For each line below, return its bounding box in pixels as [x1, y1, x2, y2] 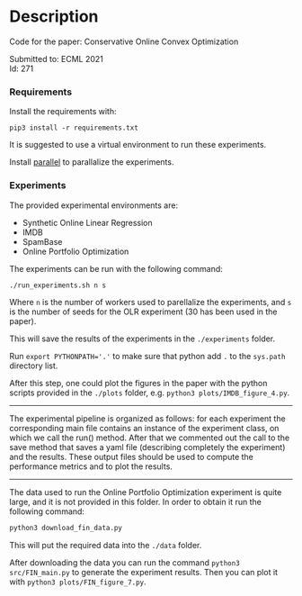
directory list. [9, 360, 58, 371]
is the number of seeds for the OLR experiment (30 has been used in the [9, 306, 278, 317]
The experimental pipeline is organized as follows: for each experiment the [9, 413, 286, 424]
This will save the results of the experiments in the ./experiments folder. [9, 333, 276, 344]
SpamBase [22, 236, 63, 247]
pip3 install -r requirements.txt [9, 123, 139, 132]
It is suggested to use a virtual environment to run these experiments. [9, 140, 267, 150]
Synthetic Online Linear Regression [22, 217, 153, 228]
